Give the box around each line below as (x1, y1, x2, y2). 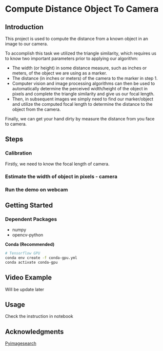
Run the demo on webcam (5, 186, 68, 193)
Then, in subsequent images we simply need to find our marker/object (12, 96, 154, 102)
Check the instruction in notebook (5, 313, 73, 319)
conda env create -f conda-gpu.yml (5, 255, 78, 260)
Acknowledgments (5, 328, 64, 336)
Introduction (5, 23, 44, 31)
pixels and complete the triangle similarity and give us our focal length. (12, 91, 155, 97)
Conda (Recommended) (5, 241, 55, 247)
